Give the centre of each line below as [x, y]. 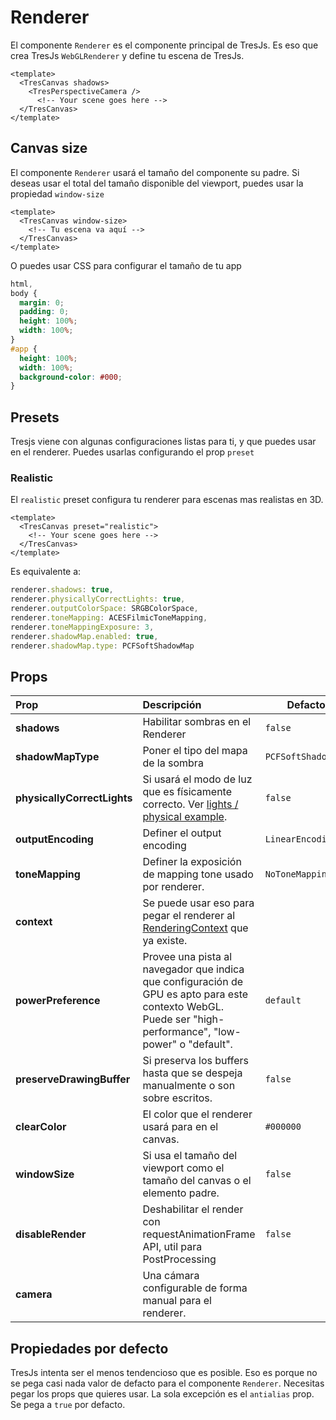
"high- [208, 1019]
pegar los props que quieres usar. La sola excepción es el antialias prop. [162, 1394]
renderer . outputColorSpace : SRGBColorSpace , [104, 609]
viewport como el [183, 1168]
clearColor [41, 1127]
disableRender [51, 1234]
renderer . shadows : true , [62, 590]
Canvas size [49, 148]
